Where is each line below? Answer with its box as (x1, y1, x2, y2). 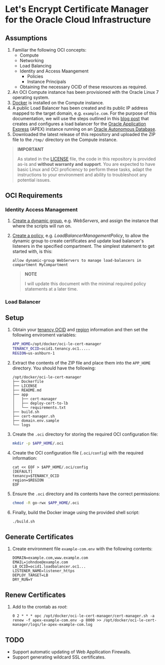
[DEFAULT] (12, 469, 33, 474)
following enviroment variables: (12, 332, 77, 338)
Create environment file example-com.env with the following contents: (12, 546, 153, 552)
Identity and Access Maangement (19, 68, 89, 74)
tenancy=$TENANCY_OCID (12, 473, 59, 478)
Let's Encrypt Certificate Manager (5, 3, 149, 15)
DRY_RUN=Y (12, 577, 33, 582)
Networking (19, 58, 44, 63)
